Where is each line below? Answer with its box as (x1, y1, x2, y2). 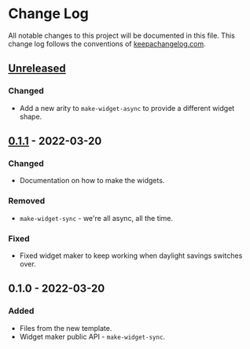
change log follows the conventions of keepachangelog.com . (8, 39, 206, 48)
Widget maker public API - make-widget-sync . (19, 332, 166, 341)
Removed (8, 196, 46, 207)
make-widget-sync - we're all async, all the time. (19, 213, 174, 222)
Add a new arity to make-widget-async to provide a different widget (19, 103, 235, 112)
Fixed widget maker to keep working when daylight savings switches (19, 251, 243, 260)
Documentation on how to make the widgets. (19, 176, 165, 186)
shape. (19, 112, 42, 121)
